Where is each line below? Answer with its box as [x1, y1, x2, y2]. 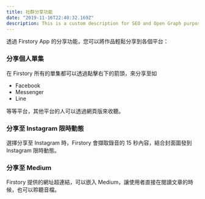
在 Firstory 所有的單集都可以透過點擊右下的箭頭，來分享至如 [6, 70, 157, 77]
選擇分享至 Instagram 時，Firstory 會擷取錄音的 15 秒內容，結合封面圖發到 [6, 139, 192, 147]
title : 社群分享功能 [6, 9, 53, 15]
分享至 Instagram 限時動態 [6, 124, 84, 132]
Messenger [15, 88, 44, 95]
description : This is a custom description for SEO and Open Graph [6, 20, 182, 26]
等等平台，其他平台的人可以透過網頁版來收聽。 [6, 107, 124, 115]
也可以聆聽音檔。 [16, 186, 60, 194]
